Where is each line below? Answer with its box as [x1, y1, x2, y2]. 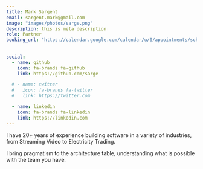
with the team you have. [6, 156, 66, 163]
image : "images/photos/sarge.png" [6, 20, 94, 26]
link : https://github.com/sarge [17, 71, 98, 77]
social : [6, 54, 26, 60]
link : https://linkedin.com [17, 115, 88, 121]
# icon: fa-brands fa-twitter [11, 87, 94, 94]
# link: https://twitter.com [11, 93, 91, 99]
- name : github [11, 59, 50, 65]
